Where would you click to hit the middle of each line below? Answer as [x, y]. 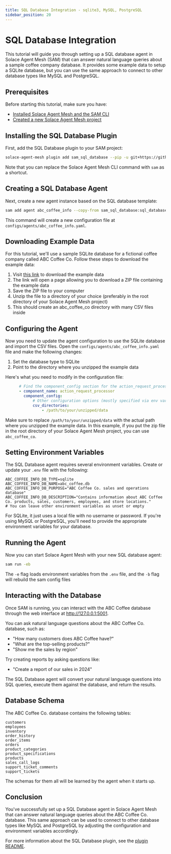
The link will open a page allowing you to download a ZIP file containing [88, 280]
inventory [16, 731]
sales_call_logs [22, 763]
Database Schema [35, 701]
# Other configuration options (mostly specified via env [95, 401]
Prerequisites [27, 92]
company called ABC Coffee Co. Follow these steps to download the [77, 259]
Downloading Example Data [50, 241]
